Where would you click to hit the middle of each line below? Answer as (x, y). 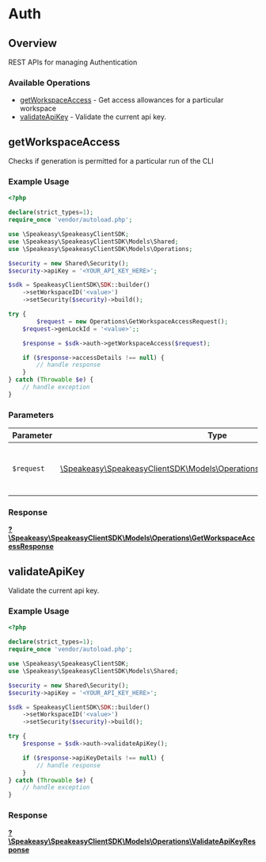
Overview (33, 43)
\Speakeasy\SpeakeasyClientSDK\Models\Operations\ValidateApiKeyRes (132, 841)
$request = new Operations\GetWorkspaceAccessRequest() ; (132, 321)
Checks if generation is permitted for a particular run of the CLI (111, 161)
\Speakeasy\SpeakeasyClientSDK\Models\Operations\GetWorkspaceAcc (132, 538)
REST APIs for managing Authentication (73, 62)
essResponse (31, 547)
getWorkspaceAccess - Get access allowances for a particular (122, 100)
